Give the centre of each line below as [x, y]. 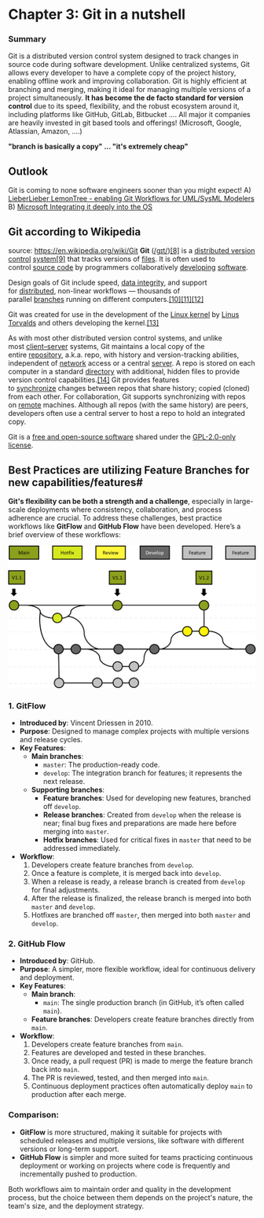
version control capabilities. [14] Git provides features [93, 380]
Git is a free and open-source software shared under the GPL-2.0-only [122, 437]
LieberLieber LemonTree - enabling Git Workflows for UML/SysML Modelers [132, 199]
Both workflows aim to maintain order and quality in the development [120, 1189]
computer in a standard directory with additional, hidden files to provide [124, 372]
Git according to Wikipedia [75, 232]
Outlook [28, 171]
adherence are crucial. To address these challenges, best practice [115, 517]
